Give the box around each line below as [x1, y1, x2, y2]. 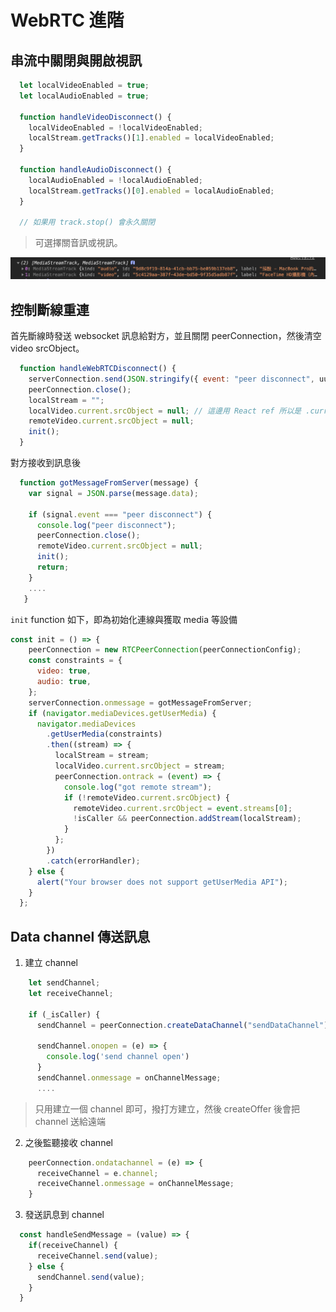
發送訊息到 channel [24, 1209, 105, 1221]
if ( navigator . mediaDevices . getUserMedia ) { [28, 708, 217, 718]
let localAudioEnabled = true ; [19, 91, 150, 101]
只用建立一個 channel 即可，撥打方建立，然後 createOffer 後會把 [34, 1102, 301, 1115]
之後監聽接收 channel [24, 1136, 113, 1148]
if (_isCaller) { [28, 1009, 101, 1020]
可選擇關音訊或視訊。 [34, 237, 123, 249]
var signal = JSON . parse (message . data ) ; [28, 488, 199, 498]
